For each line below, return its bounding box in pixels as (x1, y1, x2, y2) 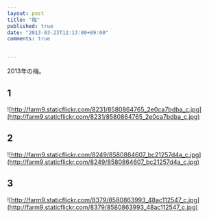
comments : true (7, 36, 51, 42)
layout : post (7, 10, 45, 17)
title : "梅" (7, 16, 40, 23)
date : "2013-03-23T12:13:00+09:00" (7, 29, 109, 36)
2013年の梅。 (7, 67, 45, 75)
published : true (7, 23, 53, 29)
